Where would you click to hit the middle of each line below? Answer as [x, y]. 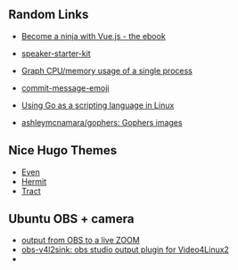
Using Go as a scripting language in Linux [98, 105]
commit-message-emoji [65, 87]
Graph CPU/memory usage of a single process [107, 70]
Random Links [49, 15]
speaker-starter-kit [56, 53]
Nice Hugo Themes [63, 151]
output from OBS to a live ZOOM [80, 241]
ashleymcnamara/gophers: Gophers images [102, 122]
